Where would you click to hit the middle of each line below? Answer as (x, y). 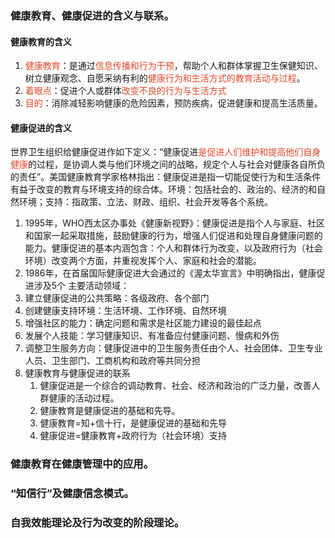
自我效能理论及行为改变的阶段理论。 (97, 523)
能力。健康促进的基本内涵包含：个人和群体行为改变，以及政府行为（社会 (173, 248)
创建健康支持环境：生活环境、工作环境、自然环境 (125, 311)
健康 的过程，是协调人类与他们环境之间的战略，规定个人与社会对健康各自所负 (168, 164)
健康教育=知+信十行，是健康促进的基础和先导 (133, 423)
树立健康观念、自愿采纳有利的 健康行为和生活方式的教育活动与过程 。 (165, 78)
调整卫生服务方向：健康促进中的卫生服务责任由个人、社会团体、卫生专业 (173, 348)
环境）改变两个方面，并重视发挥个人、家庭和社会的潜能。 (143, 261)
